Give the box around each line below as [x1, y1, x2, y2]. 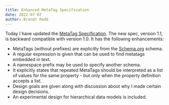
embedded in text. [12, 57, 51, 63]
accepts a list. [12, 78, 42, 84]
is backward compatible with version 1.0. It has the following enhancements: [5, 36, 164, 42]
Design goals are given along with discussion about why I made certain [12, 83, 161, 89]
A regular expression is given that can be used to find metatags [12, 51, 145, 57]
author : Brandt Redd [5, 17, 49, 22]
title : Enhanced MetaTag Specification [5, 7, 90, 13]
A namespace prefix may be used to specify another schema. [12, 62, 141, 68]
